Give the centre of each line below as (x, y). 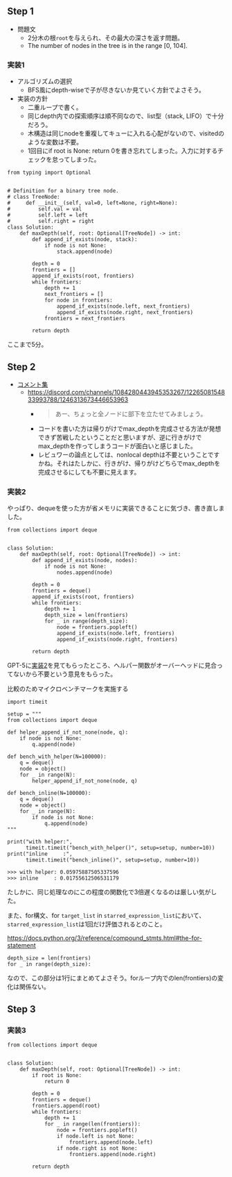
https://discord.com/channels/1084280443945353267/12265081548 (126, 392)
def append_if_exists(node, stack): (85, 240)
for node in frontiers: (78, 301)
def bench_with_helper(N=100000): (57, 757)
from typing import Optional (49, 173)
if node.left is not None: (96, 1136)
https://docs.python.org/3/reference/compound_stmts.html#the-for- (105, 938)
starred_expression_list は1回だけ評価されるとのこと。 (87, 924)
